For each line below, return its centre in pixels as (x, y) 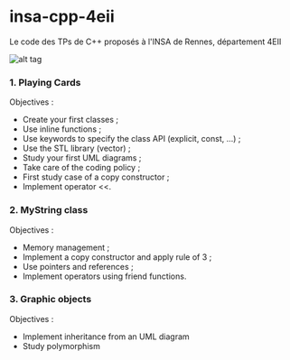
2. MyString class (49, 210)
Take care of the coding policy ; (81, 168)
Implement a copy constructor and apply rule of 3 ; (117, 257)
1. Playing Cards (45, 82)
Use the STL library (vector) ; (76, 148)
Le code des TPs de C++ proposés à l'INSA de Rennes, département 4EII (145, 42)
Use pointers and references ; (78, 266)
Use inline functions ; (62, 129)
